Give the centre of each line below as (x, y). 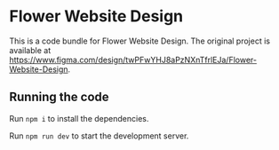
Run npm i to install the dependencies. (79, 118)
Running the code (59, 97)
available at (30, 50)
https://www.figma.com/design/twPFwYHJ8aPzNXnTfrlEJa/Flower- (133, 59)
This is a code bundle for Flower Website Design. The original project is (140, 41)
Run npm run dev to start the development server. (99, 136)
